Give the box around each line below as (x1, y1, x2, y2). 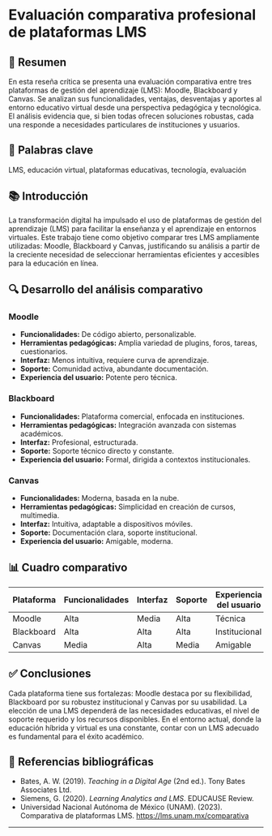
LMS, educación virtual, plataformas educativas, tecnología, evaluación (8, 165, 247, 175)
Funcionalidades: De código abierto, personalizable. (19, 330, 197, 339)
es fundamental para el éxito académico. (8, 731, 144, 741)
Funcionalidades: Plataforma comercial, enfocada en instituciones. (19, 412, 245, 421)
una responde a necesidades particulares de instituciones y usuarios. (8, 120, 240, 129)
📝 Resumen (8, 55, 67, 69)
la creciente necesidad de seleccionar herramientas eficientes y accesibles (8, 249, 260, 259)
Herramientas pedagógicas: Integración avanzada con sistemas (19, 420, 237, 429)
